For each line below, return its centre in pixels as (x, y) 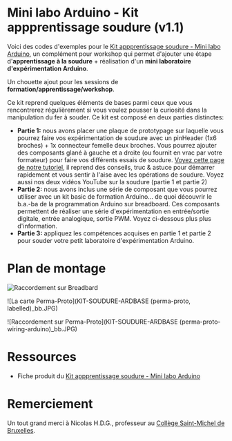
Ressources (42, 357)
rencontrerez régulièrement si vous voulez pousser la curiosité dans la (107, 110)
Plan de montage (57, 269)
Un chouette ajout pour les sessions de (63, 81)
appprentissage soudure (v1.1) (96, 27)
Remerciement (50, 404)
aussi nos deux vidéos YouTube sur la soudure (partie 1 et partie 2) (112, 182)
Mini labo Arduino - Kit (73, 13)
